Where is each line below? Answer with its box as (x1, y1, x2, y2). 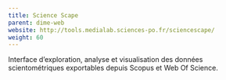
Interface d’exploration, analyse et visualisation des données (8, 55, 203, 64)
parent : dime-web (8, 19, 65, 27)
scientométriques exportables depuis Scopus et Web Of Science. (8, 64, 219, 73)
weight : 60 (8, 33, 44, 42)
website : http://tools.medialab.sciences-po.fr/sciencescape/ (8, 26, 215, 34)
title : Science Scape (8, 11, 79, 20)
